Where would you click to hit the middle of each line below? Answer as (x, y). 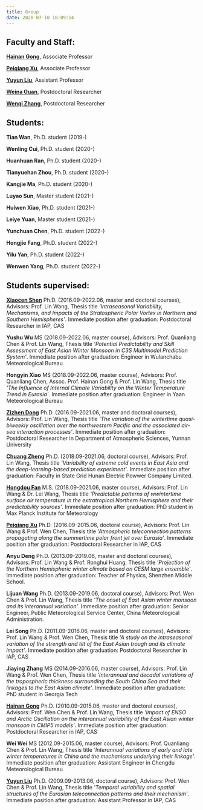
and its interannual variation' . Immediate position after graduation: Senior (98, 606)
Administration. (25, 619)
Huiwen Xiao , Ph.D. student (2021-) (51, 208)
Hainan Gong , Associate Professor (50, 57)
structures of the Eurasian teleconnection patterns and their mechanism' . (98, 794)
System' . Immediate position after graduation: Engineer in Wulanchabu (94, 357)
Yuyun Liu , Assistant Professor (45, 80)
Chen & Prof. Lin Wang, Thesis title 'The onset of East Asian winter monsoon (101, 600)
